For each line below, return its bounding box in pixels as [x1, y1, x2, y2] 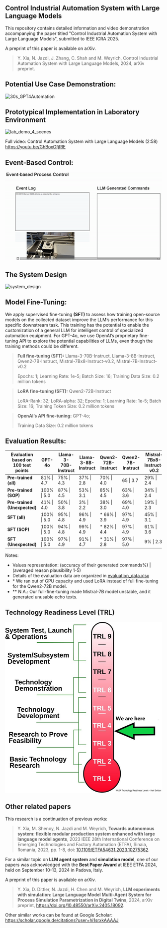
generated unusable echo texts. [12, 594, 78, 600]
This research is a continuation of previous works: [5, 816, 108, 822]
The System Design [5, 270, 67, 279]
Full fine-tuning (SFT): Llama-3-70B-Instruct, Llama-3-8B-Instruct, [17, 353, 156, 359]
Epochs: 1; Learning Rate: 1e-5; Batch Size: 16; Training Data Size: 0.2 [17, 373, 160, 379]
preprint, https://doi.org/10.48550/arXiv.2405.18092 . [17, 902, 125, 908]
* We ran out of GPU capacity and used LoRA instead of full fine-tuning [12, 578, 159, 584]
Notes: [5, 552, 19, 558]
